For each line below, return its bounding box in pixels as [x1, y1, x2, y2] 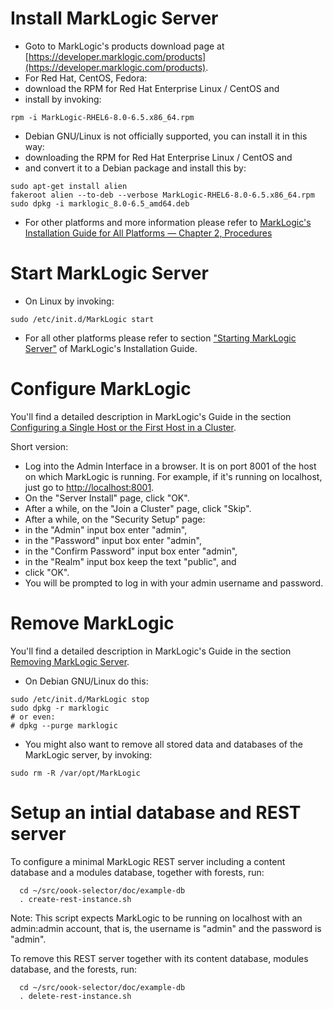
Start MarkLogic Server [10, 262, 209, 285]
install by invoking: [24, 93, 102, 105]
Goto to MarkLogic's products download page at [24, 40, 225, 52]
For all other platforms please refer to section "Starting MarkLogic [24, 332, 297, 344]
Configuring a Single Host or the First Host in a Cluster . [10, 421, 237, 433]
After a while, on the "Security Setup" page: [24, 513, 206, 525]
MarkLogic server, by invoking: [24, 748, 153, 761]
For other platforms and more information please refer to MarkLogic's [24, 216, 312, 228]
